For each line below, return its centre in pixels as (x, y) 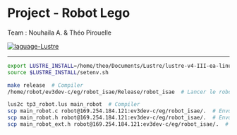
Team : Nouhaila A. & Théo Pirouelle (59, 33)
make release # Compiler (45, 85)
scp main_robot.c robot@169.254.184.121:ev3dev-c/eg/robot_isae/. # (112, 111)
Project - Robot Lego (69, 13)
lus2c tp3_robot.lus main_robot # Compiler (74, 105)
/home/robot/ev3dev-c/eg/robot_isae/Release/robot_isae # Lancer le (112, 92)
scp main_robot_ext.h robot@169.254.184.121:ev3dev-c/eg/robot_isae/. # (118, 124)
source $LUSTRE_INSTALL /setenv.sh (58, 72)
